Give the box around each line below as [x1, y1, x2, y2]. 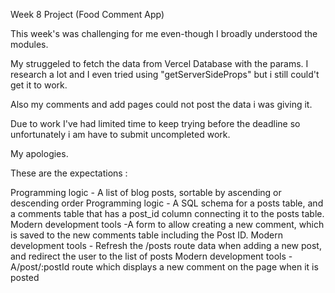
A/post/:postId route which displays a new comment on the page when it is [10, 261, 319, 273]
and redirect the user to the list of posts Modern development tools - [10, 250, 293, 262]
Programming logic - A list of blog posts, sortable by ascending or [10, 187, 282, 198]
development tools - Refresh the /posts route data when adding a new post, [10, 240, 322, 251]
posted [10, 272, 40, 283]
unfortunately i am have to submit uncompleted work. [10, 129, 231, 140]
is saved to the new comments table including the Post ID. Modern [10, 229, 284, 241]
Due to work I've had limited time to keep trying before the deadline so [10, 118, 301, 129]
